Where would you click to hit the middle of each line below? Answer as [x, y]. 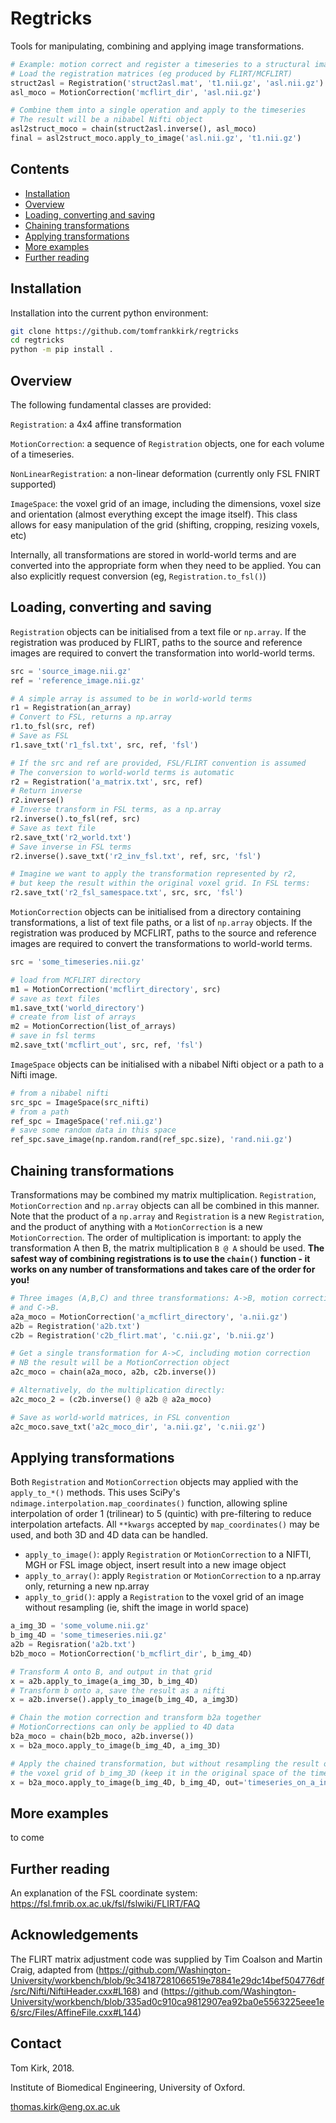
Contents [40, 169]
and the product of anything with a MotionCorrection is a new [136, 1226]
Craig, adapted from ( [55, 1969]
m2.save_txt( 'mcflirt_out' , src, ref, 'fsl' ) [106, 1045]
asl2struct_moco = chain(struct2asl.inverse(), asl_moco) [133, 129]
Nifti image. [34, 1074]
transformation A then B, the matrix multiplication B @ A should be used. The [167, 1248]
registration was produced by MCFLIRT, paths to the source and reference [163, 933]
